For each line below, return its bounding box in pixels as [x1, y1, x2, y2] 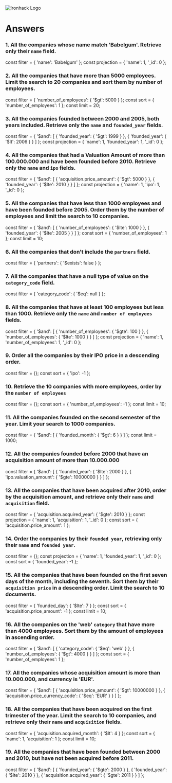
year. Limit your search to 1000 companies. [5, 420, 116, 428]
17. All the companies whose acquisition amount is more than [5, 669, 161, 676]
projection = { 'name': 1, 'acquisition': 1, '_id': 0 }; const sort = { [5, 517, 138, 523]
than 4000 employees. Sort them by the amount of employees [5, 627, 164, 634]
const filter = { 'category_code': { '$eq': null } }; [5, 291, 105, 297]
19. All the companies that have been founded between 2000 [5, 749, 161, 756]
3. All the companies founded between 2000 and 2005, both [5, 115, 159, 122]
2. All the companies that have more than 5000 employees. [5, 72, 156, 79]
